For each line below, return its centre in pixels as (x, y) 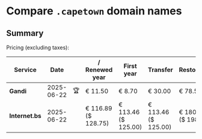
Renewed (99, 70)
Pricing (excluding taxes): (38, 47)
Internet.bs (26, 116)
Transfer (161, 70)
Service (26, 70)
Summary (25, 33)
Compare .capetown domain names (94, 11)
